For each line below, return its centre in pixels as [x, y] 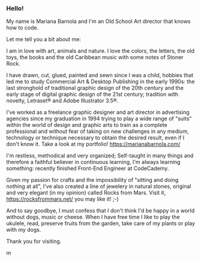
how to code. [22, 28]
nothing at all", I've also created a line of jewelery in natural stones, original [99, 186]
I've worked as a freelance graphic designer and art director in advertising [98, 113]
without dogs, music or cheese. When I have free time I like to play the [93, 217]
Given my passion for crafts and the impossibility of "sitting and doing [92, 180]
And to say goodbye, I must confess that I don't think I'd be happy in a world [100, 211]
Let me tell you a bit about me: [43, 40]
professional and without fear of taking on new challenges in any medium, [97, 131]
